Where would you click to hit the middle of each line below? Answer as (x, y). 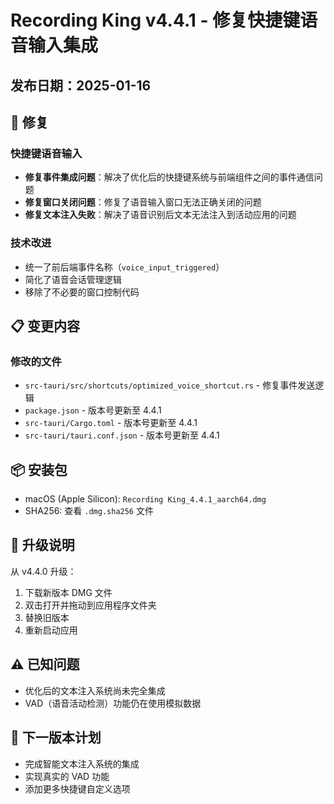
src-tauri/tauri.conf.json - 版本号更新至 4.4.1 (122, 435)
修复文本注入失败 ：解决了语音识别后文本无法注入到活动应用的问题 (160, 215)
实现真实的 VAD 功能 (67, 776)
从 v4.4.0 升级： (43, 571)
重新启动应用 (51, 630)
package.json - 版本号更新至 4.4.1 (93, 410)
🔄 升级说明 (42, 545)
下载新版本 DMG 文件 (68, 592)
